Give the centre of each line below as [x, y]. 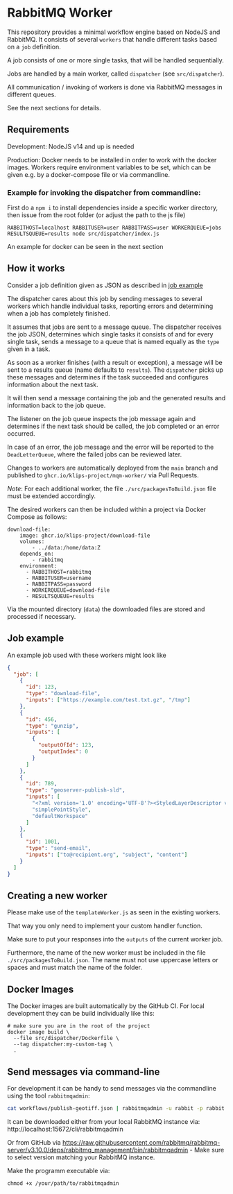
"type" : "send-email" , [58, 848]
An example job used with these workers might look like [87, 655]
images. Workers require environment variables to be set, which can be [109, 167]
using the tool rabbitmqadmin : [49, 1095]
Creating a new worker [57, 895]
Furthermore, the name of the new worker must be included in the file [106, 953]
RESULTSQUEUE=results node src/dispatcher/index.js [83, 234]
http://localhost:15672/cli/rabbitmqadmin [65, 1129]
